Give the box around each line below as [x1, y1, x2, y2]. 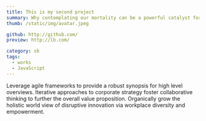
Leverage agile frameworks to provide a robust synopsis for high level [6, 82, 183, 89]
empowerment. [6, 108, 45, 115]
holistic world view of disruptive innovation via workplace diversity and [6, 101, 186, 109]
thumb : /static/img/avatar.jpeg [6, 20, 89, 26]
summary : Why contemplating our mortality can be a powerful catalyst [6, 15, 191, 21]
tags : [6, 54, 20, 60]
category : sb [6, 48, 40, 54]
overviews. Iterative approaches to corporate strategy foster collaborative [6, 88, 193, 95]
